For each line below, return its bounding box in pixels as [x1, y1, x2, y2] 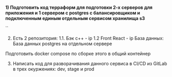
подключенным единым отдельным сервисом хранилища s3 [5, 15, 145, 21]
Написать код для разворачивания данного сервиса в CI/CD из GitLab [12, 61, 167, 66]
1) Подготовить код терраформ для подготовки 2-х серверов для [5, 5, 153, 10]
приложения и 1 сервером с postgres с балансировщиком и [5, 10, 140, 16]
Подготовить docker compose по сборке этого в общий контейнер [5, 51, 151, 56]
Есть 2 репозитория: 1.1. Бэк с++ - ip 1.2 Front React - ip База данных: [12, 35, 164, 41]
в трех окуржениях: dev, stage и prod [12, 66, 94, 72]
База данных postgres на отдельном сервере [12, 41, 112, 47]
